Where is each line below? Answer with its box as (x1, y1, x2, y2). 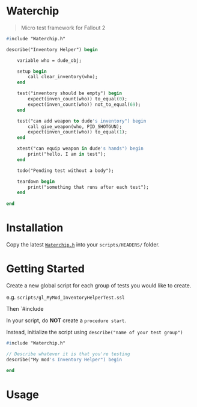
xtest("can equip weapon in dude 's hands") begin (17, 145, 144, 151)
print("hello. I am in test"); (28, 151, 106, 158)
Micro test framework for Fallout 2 (20, 24, 106, 31)
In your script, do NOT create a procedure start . (6, 317, 126, 324)
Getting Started (6, 262, 85, 276)
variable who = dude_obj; (17, 57, 82, 64)
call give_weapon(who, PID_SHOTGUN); (28, 123, 122, 130)
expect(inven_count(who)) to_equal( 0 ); (28, 96, 128, 102)
